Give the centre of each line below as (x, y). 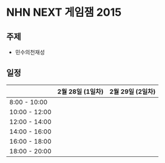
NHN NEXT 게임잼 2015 (64, 12)
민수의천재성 (30, 52)
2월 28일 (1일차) (80, 91)
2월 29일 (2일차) (132, 91)
